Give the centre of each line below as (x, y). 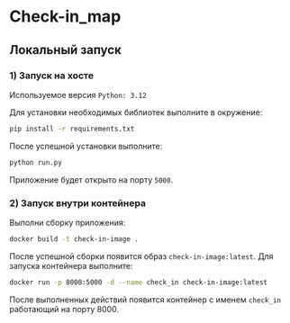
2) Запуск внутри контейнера (78, 202)
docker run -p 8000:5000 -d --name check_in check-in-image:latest (139, 282)
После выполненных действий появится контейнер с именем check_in (145, 300)
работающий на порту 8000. (64, 309)
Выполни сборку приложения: (68, 222)
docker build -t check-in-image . (74, 239)
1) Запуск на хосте (52, 76)
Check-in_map (65, 17)
